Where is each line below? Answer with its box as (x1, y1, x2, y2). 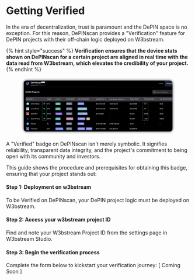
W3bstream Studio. (6, 236, 53, 243)
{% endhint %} (6, 65, 42, 72)
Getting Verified (6, 4, 85, 18)
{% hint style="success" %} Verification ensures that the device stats (6, 47, 177, 54)
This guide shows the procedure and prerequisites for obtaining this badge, (6, 164, 188, 171)
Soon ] (6, 268, 22, 275)
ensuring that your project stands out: (6, 170, 97, 177)
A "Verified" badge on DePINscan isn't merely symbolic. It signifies (6, 140, 168, 147)
